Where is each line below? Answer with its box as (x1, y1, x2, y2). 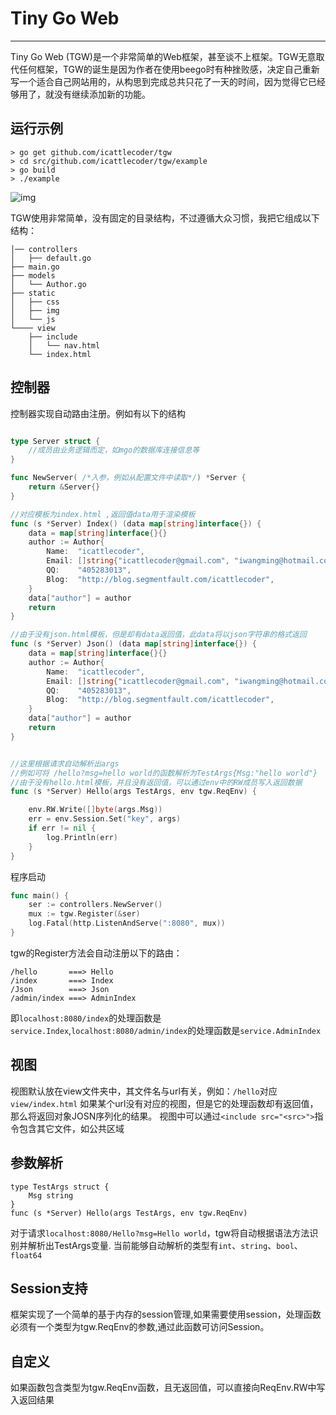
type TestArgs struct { (10, 1182, 110, 1192)
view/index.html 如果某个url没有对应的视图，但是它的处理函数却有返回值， (10, 1097, 319, 1109)
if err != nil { (28, 823, 97, 834)
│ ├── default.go (10, 253, 92, 263)
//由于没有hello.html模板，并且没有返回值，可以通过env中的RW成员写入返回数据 (10, 777, 303, 787)
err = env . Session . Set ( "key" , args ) (28, 814, 182, 824)
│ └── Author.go (10, 279, 87, 289)
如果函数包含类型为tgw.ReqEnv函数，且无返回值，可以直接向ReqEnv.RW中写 (10, 1382, 326, 1394)
